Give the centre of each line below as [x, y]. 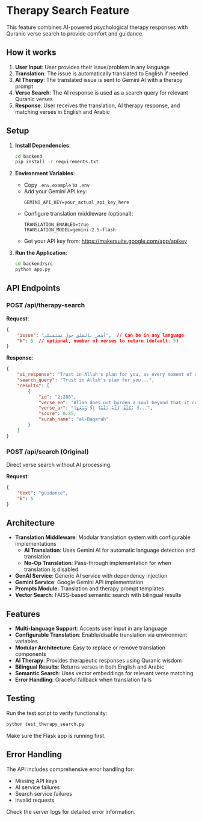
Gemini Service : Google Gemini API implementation [79, 582]
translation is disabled [51, 569]
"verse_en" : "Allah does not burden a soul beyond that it [114, 402]
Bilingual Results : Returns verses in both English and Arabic [89, 667]
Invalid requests [35, 800]
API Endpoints [33, 288]
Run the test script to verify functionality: [57, 713]
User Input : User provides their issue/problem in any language [92, 67]
